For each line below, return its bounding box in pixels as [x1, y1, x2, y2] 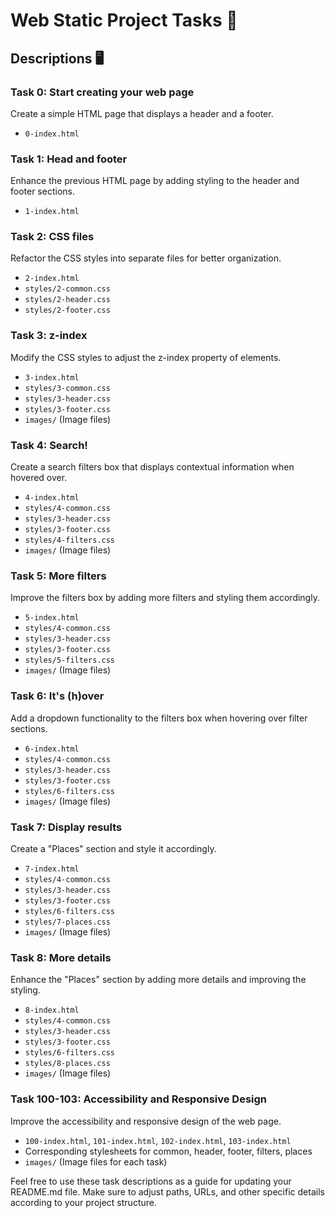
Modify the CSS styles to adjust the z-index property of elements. [10, 351, 282, 363]
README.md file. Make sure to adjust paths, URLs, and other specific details [10, 1185, 325, 1198]
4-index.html [24, 493, 80, 503]
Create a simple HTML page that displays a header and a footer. [10, 107, 274, 119]
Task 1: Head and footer [10, 152, 128, 166]
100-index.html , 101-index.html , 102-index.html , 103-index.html [24, 1134, 292, 1146]
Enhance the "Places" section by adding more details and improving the [10, 974, 307, 986]
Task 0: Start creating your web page [10, 85, 195, 99]
